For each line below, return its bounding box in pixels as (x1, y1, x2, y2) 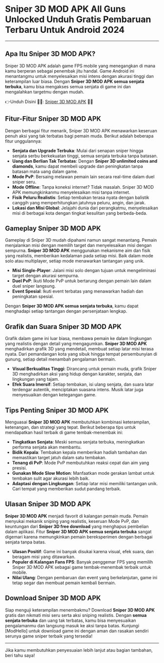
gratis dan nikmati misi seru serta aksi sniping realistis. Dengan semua (5, 612, 147, 618)
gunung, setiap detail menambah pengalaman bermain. (5, 356, 116, 362)
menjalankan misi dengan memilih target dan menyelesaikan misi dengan (5, 243, 152, 248)
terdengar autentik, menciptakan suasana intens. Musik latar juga (12, 387, 143, 393)
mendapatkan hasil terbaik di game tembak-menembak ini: (5, 430, 123, 435)
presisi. (12, 465, 27, 471)
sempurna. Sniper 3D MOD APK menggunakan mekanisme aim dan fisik (5, 247, 150, 253)
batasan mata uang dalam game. (12, 168, 78, 174)
